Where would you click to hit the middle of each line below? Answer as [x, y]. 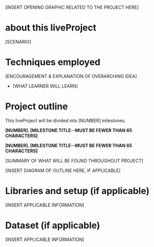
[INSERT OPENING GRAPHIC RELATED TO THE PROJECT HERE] [72, 7]
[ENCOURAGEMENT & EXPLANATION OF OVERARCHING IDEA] [71, 76]
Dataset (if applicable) [53, 225]
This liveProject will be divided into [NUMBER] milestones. [66, 120]
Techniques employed [53, 62]
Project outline [37, 107]
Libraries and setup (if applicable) [78, 191]
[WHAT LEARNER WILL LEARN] [45, 86]
